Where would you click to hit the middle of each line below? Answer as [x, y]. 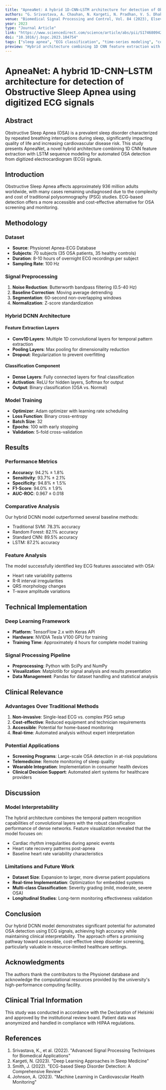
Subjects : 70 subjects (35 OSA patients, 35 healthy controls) [74, 253]
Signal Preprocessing [31, 277]
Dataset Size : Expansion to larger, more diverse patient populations [81, 877]
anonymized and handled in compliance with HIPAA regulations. [70, 1023]
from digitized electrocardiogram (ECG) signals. [54, 159]
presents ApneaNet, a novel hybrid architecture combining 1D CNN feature [81, 149]
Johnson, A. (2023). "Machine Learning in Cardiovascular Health [78, 1077]
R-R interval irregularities [38, 581]
